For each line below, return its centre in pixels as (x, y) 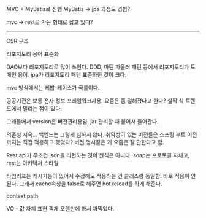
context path (22, 196)
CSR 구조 (17, 41)
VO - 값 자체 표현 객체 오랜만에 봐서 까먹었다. (60, 208)
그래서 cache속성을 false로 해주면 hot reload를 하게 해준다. (91, 184)
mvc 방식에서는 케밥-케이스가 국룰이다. (53, 88)
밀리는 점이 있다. (42, 108)
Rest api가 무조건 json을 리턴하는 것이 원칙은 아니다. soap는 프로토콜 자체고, (98, 155)
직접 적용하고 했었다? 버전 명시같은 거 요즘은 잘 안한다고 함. (93, 142)
